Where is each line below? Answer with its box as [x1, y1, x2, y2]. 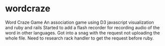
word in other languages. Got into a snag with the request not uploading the [5, 30, 160, 36]
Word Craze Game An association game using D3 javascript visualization [5, 19, 154, 25]
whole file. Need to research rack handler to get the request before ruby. [5, 35, 154, 41]
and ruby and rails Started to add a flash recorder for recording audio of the [5, 24, 160, 30]
